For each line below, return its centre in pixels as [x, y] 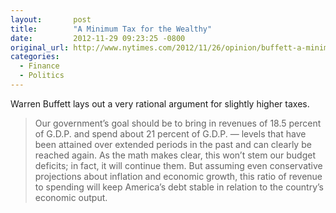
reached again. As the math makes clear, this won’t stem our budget [175, 155]
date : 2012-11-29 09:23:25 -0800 [98, 38]
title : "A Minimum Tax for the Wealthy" [111, 29]
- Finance [39, 66]
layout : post [51, 19]
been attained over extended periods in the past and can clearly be [173, 144]
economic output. [71, 197]
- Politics [42, 76]
